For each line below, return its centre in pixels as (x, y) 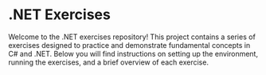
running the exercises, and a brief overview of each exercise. (109, 62)
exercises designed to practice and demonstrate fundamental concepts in (129, 45)
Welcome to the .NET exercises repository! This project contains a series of (132, 37)
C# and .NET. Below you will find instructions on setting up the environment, (133, 53)
